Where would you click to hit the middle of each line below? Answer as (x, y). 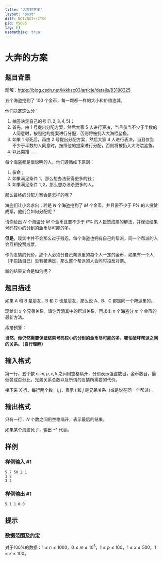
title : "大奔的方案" (24, 10)
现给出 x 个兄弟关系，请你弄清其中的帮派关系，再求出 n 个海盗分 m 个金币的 (81, 311)
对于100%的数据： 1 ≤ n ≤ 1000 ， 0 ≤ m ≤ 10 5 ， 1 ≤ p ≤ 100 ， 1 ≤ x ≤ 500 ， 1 (81, 547)
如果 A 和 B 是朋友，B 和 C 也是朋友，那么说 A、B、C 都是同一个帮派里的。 (80, 301)
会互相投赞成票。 (22, 244)
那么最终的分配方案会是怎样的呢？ (39, 195)
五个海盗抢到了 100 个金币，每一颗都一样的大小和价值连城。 (65, 100)
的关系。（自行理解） (25, 344)
